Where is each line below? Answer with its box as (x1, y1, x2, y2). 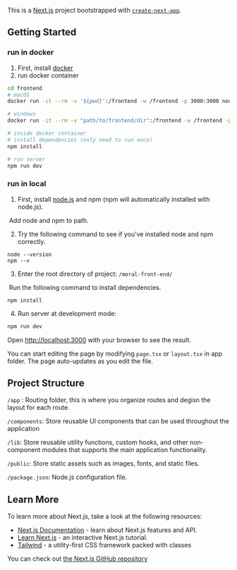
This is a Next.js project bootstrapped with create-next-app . (7, 6, 182, 14)
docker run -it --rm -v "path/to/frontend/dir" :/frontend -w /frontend (7, 117, 222, 124)
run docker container (17, 71, 79, 80)
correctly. (17, 237, 46, 245)
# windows (7, 111, 37, 118)
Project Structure (7, 377, 85, 389)
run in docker (7, 47, 54, 57)
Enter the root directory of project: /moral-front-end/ (17, 269, 173, 278)
